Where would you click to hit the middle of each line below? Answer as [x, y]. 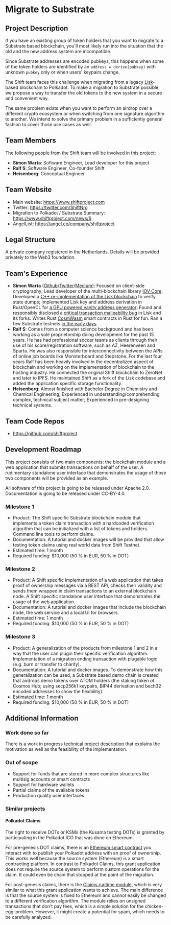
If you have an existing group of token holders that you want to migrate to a [84, 40]
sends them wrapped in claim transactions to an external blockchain [84, 591]
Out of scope [22, 763]
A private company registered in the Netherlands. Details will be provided [82, 252]
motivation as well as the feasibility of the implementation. [66, 749]
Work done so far [27, 733]
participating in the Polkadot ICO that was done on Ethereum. [70, 837]
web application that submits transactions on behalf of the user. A [75, 467]
